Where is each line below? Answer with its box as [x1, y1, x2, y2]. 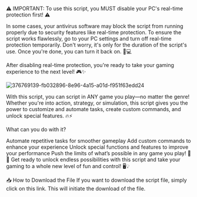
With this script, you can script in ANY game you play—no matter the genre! [6, 94, 190, 100]
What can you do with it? [6, 126, 66, 133]
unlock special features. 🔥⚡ [6, 112, 73, 119]
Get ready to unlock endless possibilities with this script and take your [11, 156, 181, 163]
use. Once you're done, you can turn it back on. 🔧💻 [6, 48, 132, 55]
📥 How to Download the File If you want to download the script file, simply [6, 176, 187, 183]
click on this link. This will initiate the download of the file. [6, 185, 146, 192]
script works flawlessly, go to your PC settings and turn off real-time [6, 35, 172, 42]
